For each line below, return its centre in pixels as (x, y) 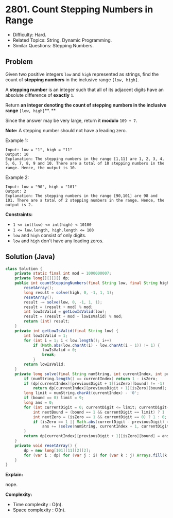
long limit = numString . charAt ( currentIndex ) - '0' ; (82, 393)
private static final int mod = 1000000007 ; (63, 274)
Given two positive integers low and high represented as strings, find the (82, 74)
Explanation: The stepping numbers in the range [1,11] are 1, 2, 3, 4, (85, 159)
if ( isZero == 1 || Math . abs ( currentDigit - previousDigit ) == (102, 422)
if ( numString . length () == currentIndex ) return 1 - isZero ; (91, 379)
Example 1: (17, 140)
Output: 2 (16, 191)
